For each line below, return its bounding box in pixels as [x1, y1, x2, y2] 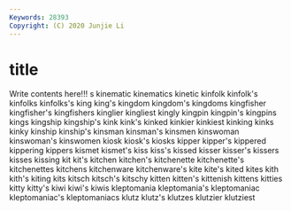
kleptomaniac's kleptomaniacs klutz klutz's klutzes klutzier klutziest [9, 192, 256, 203]
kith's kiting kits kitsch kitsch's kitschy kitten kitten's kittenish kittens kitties [9, 174, 283, 184]
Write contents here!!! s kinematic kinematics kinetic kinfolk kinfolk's [9, 89, 258, 99]
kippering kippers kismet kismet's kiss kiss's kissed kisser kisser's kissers [9, 145, 280, 156]
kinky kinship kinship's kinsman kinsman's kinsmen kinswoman [9, 126, 240, 137]
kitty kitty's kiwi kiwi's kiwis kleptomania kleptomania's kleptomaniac [9, 183, 261, 193]
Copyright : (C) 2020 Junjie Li [9, 21, 125, 30]
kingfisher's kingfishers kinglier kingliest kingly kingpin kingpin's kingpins [9, 107, 277, 118]
